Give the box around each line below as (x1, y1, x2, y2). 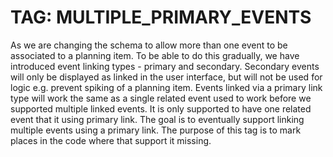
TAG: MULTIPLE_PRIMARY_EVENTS (10, 6, 312, 29)
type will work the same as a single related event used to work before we (10, 92, 312, 104)
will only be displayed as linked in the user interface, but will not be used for (10, 71, 323, 83)
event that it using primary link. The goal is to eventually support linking (10, 113, 305, 125)
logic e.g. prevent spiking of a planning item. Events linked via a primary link (10, 81, 323, 93)
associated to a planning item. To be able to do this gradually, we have (10, 49, 300, 61)
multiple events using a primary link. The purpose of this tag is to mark (10, 124, 302, 136)
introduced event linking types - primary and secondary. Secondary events (10, 60, 320, 72)
